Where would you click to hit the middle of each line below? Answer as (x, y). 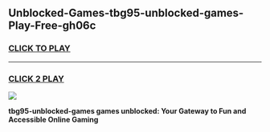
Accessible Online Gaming (53, 119)
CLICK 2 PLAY (36, 78)
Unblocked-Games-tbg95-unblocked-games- (126, 13)
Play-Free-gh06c (52, 26)
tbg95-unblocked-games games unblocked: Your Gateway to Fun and (127, 110)
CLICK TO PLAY (39, 49)
